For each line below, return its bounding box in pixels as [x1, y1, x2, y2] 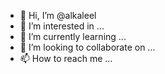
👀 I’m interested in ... [19, 20, 105, 32]
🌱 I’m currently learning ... [19, 31, 127, 42]
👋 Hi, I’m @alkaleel [19, 10, 97, 21]
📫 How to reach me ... [19, 53, 113, 64]
